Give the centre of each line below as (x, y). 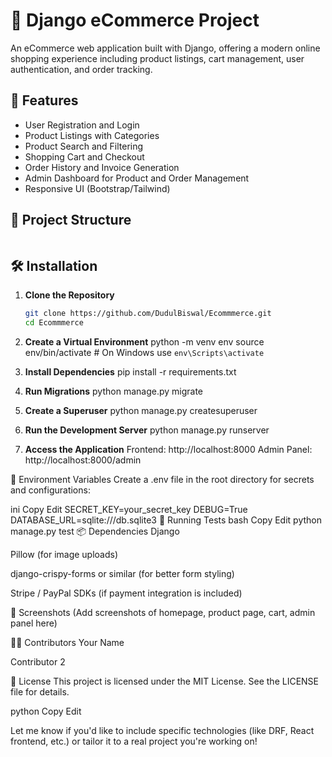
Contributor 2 (38, 662)
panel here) (34, 623)
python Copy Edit (46, 711)
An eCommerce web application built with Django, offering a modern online (165, 48)
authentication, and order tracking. (81, 69)
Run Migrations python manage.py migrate (114, 391)
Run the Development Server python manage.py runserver (147, 430)
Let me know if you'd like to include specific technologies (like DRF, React (162, 731)
